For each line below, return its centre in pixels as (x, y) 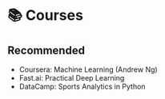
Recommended (46, 50)
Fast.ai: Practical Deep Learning (72, 78)
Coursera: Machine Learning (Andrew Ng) (88, 69)
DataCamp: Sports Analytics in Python (82, 86)
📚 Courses (45, 16)
